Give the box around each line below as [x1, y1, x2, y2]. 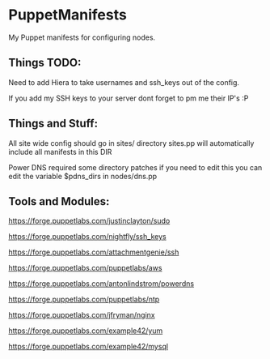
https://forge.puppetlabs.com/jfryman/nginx [8, 310, 155, 320]
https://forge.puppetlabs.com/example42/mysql [8, 342, 168, 352]
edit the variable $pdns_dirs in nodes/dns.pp [8, 171, 158, 181]
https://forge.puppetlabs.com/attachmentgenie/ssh [8, 247, 179, 257]
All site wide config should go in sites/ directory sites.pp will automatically [8, 138, 255, 147]
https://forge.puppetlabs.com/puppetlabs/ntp [8, 294, 160, 305]
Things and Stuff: [8, 117, 99, 130]
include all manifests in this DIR [8, 147, 112, 156]
